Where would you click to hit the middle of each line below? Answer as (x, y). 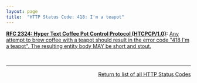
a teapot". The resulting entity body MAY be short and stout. (79, 46)
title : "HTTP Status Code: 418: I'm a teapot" (65, 17)
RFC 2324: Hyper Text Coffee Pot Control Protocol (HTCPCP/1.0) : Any (92, 33)
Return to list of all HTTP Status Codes (145, 74)
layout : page (22, 11)
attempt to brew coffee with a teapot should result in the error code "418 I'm (98, 40)
